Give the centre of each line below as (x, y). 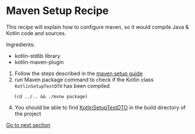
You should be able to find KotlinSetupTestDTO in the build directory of (100, 107)
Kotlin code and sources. (36, 33)
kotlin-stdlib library (37, 56)
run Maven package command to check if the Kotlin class (84, 80)
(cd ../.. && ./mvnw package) (51, 97)
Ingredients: (21, 44)
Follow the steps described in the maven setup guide (78, 73)
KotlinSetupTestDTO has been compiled (62, 85)
